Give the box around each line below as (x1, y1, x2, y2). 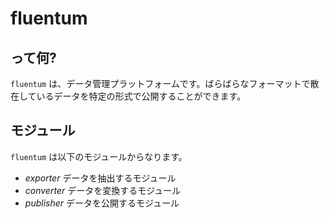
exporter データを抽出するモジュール (24, 172, 177, 184)
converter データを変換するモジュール (24, 184, 182, 196)
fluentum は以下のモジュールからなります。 (10, 150, 188, 162)
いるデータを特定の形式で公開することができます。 (36, 90, 247, 102)
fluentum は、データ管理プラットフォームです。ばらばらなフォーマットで (10, 78, 311, 89)
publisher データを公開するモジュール (24, 197, 180, 209)
